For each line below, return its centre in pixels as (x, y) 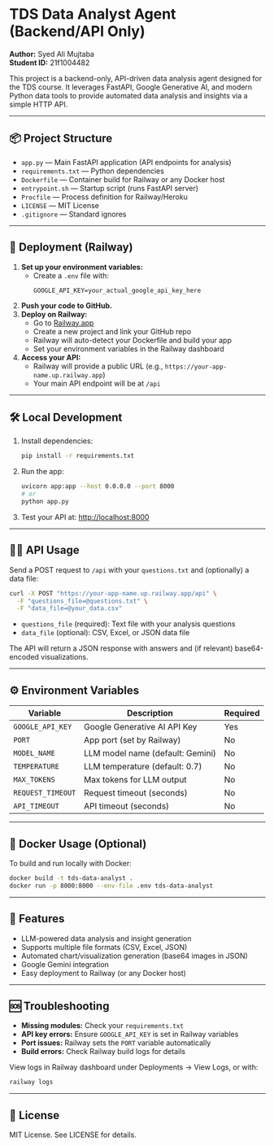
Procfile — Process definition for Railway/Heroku (104, 197)
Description (150, 713)
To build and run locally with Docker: (71, 863)
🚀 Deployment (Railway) (71, 248)
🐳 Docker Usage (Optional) (78, 844)
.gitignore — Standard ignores (74, 214)
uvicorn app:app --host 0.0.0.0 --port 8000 (98, 486)
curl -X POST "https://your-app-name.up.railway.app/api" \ (113, 593)
